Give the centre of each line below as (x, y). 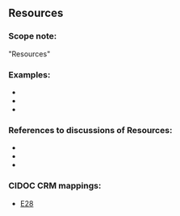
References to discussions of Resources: (90, 130)
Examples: (29, 74)
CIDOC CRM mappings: (55, 186)
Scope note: (33, 36)
